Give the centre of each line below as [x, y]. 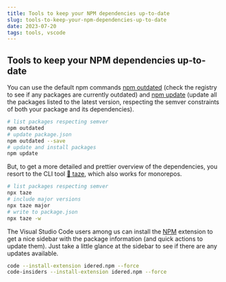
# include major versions [44, 199]
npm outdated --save [37, 141]
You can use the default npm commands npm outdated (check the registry [112, 88]
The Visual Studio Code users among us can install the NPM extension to [110, 231]
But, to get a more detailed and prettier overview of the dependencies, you [112, 167]
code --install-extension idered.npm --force [73, 266]
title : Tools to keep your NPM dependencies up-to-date [88, 13]
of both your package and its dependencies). [71, 110]
